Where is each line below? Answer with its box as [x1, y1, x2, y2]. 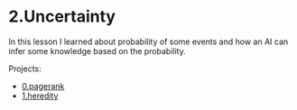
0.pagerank [21, 80, 65, 91]
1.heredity [21, 90, 59, 101]
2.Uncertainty [8, 6, 116, 27]
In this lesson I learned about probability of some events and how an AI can [8, 36, 289, 47]
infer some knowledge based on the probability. [8, 45, 186, 56]
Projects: [8, 63, 42, 74]
